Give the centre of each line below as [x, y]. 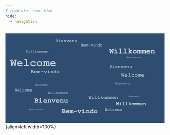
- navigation [24, 21]
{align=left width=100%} [31, 127]
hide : [11, 16]
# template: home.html [29, 11]
